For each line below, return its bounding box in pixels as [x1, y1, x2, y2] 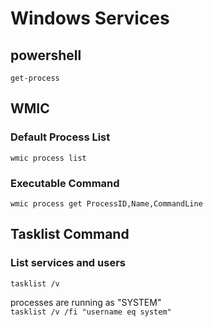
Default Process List [10, 130, 111, 144]
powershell [10, 47, 82, 64]
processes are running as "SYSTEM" [10, 296, 162, 308]
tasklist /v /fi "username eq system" [10, 307, 172, 317]
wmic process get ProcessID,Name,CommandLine [10, 198, 203, 209]
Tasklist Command [10, 226, 130, 243]
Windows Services [10, 7, 170, 30]
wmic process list [10, 153, 87, 163]
